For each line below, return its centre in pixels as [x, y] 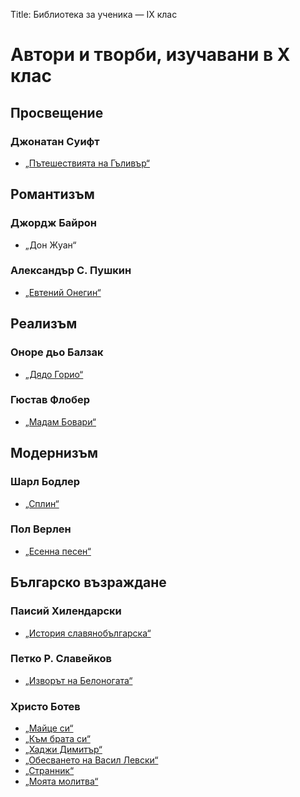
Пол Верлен [41, 529]
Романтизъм [52, 194]
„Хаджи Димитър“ [63, 750]
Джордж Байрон [53, 223]
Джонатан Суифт [55, 141]
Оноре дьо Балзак [57, 352]
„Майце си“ [49, 728]
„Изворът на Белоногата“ [78, 680]
